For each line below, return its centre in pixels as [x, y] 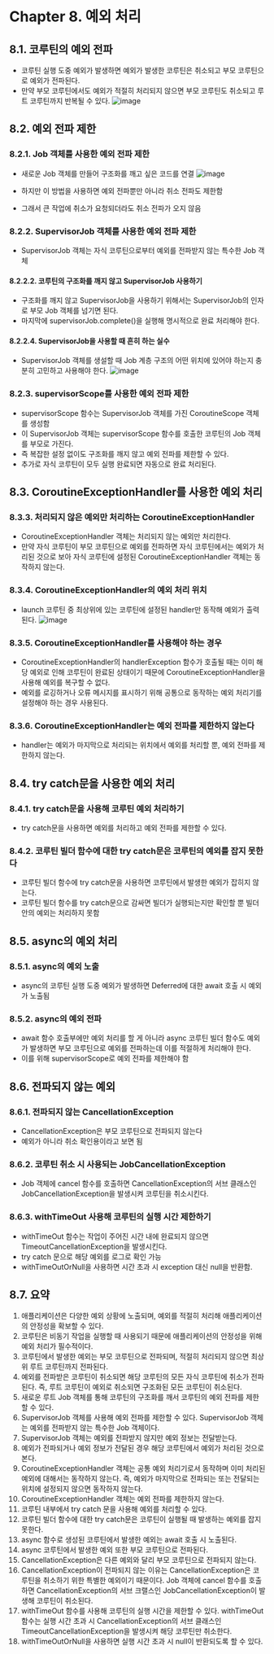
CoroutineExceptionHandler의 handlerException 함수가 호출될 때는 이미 [138, 662]
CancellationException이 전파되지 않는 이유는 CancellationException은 [136, 1570]
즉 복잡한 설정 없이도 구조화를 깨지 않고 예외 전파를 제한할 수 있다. [125, 453]
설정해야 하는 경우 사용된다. [65, 702]
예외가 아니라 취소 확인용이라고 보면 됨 [82, 1141]
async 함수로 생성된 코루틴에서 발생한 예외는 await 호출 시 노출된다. [128, 1540]
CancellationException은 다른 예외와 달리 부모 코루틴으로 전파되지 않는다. [139, 1560]
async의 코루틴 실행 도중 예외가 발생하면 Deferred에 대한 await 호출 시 [134, 985]
